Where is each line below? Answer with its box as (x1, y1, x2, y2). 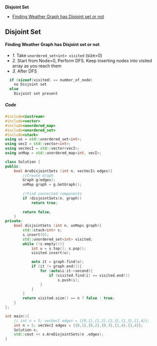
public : (5, 164, 21, 169)
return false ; (22, 209, 51, 215)
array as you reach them (12, 63, 62, 69)
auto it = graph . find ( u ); (31, 259, 84, 264)
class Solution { (5, 159, 41, 164)
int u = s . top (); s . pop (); (31, 246, 87, 251)
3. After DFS (12, 68, 37, 74)
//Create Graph (22, 173, 54, 178)
